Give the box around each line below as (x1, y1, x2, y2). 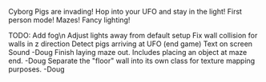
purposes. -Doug (8, 64, 66, 74)
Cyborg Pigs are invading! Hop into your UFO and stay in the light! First (8, 7, 243, 16)
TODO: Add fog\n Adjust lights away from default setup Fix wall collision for (8, 31, 258, 40)
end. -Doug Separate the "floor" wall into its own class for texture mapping (8, 56, 256, 65)
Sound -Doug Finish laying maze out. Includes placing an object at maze (8, 48, 248, 57)
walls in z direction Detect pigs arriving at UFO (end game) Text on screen (8, 39, 253, 49)
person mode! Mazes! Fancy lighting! (8, 15, 131, 25)
